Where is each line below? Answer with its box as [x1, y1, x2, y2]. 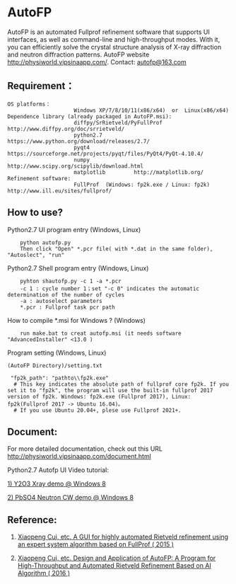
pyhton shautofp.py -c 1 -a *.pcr [20, 277, 122, 285]
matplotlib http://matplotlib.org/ [73, 168, 203, 176]
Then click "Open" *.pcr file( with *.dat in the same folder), [20, 245, 213, 252]
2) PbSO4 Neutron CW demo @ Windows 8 [7, 493, 134, 502]
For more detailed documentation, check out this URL [7, 445, 163, 453]
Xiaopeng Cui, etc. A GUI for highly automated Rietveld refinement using [17, 532, 228, 542]
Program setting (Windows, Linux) [7, 348, 107, 357]
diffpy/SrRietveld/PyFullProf [73, 119, 163, 126]
